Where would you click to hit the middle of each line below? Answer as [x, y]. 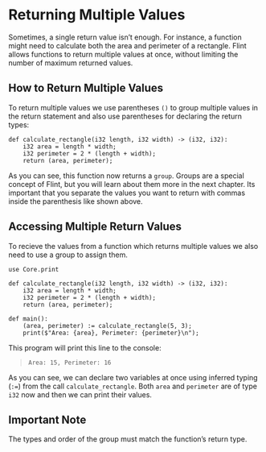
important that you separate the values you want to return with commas [127, 193]
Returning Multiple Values [97, 15]
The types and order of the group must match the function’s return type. [128, 439]
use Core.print [34, 269]
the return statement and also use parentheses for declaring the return [125, 116]
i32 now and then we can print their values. [80, 394]
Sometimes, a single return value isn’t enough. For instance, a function [125, 37]
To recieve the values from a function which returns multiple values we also [133, 246]
